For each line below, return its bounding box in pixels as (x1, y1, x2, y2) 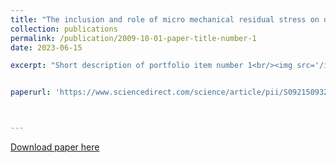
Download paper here (10, 141, 100, 153)
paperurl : (10, 87, 52, 98)
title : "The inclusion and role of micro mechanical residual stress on (10, 14, 320, 25)
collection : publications (10, 24, 118, 34)
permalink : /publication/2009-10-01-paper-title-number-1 (10, 33, 257, 43)
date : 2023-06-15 (10, 42, 83, 53)
